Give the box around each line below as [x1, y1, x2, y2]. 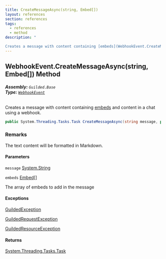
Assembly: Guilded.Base [5, 84, 56, 90]
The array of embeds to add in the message [5, 184, 95, 190]
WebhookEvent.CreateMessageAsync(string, [5, 63, 148, 71]
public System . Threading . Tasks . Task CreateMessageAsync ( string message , [5, 120, 158, 125]
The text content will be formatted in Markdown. [5, 142, 103, 148]
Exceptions [5, 195, 29, 201]
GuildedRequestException [5, 216, 58, 222]
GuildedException [5, 206, 41, 212]
